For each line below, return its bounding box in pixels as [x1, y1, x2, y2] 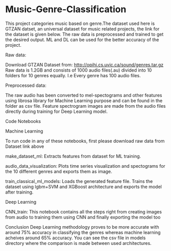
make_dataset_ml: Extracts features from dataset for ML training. [5, 153, 141, 159]
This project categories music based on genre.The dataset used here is [5, 20, 155, 26]
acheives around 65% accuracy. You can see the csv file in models [5, 235, 146, 241]
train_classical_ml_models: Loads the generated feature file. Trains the [5, 178, 153, 184]
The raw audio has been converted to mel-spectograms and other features [5, 92, 162, 98]
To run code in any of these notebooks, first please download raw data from [5, 138, 165, 144]
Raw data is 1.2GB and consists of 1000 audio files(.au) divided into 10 [5, 67, 152, 73]
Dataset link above [5, 143, 44, 149]
